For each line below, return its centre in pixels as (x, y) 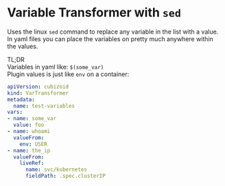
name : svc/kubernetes (56, 170)
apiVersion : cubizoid (38, 86)
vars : (15, 112)
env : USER (34, 144)
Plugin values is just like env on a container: (68, 74)
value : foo (29, 125)
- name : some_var (32, 119)
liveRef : (32, 163)
